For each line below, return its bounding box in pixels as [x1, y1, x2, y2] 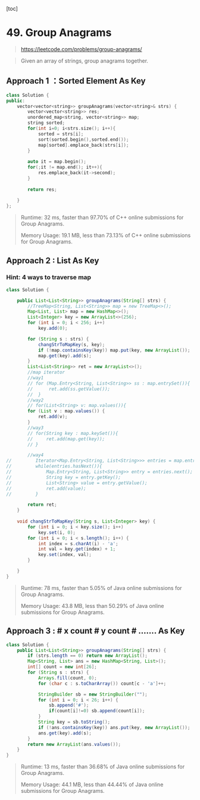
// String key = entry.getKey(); [6, 474, 121, 480]
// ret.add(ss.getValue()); [27, 386, 111, 392]
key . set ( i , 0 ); [37, 529, 76, 536]
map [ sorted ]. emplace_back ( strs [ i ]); [37, 142, 129, 148]
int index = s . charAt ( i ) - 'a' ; [37, 540, 118, 546]
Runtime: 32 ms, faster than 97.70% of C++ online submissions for [20, 214, 184, 221]
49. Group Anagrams [6, 26, 112, 39]
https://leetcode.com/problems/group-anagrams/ [20, 45, 142, 52]
